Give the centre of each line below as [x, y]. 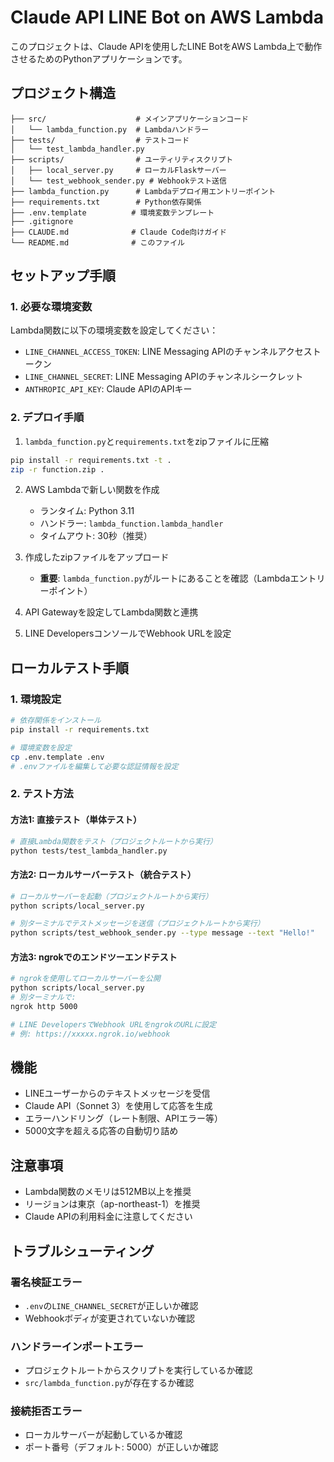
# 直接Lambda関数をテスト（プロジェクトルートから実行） [114, 841]
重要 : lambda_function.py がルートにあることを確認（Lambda [165, 578]
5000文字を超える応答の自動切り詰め [101, 1131]
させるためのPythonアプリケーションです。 [99, 58]
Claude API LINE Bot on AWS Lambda [167, 17]
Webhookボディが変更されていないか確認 [109, 1318]
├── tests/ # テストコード [100, 140]
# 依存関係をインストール [56, 721]
